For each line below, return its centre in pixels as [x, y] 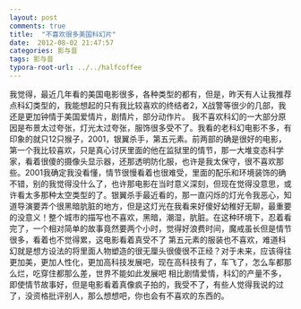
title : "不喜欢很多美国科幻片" [63, 34]
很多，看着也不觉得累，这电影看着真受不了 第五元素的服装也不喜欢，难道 [144, 239]
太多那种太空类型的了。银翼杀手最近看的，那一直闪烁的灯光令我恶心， [154, 194]
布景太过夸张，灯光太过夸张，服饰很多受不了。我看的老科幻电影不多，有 [158, 127]
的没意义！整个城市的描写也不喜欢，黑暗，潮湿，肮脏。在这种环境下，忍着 [146, 217]
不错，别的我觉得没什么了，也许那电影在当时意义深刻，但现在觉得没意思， [146, 184]
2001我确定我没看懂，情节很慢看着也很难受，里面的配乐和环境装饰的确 [155, 172]
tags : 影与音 [31, 59]
